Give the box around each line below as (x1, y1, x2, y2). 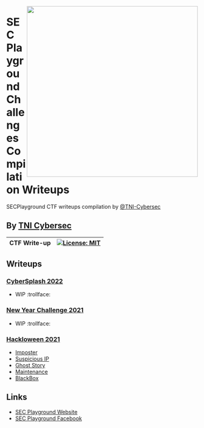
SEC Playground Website (15, 408, 78, 415)
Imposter (15, 349, 38, 356)
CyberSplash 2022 (6, 277, 63, 285)
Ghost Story (15, 362, 46, 369)
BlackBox (15, 375, 39, 382)
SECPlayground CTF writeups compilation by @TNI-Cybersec (6, 203, 161, 210)
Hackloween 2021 (6, 335, 61, 343)
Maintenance (15, 368, 49, 376)
